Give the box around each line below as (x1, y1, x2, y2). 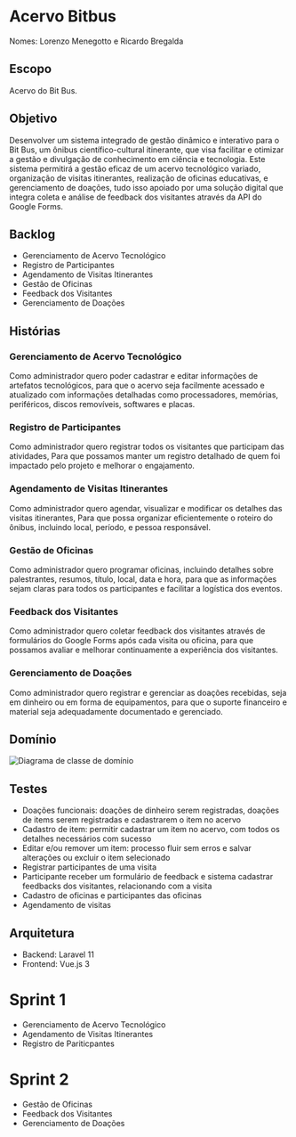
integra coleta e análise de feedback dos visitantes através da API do (9, 192, 262, 202)
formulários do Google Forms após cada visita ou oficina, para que (9, 635, 254, 646)
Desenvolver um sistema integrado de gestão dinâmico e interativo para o (9, 135, 280, 145)
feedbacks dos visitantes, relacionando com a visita (21, 880, 212, 892)
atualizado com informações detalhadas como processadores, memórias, (9, 389, 278, 400)
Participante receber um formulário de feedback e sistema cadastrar (21, 871, 274, 882)
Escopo (9, 61, 52, 77)
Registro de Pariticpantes (21, 1038, 116, 1049)
